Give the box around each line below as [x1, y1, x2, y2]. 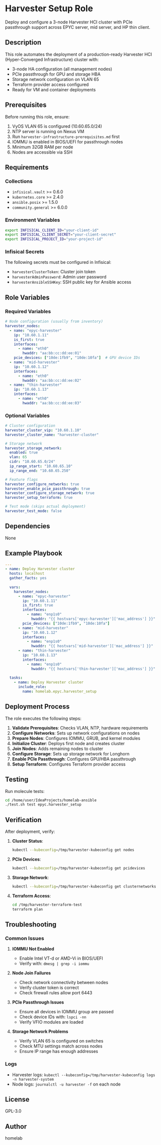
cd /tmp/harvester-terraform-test [12, 902, 82, 907]
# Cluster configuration [5, 423, 55, 428]
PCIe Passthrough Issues [12, 999, 64, 1005]
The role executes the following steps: [5, 715, 82, 721]
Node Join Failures [12, 970, 51, 976]
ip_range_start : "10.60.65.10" [9, 464, 73, 469]
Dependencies [5, 522, 50, 531]
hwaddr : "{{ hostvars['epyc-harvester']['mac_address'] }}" [31, 616, 156, 622]
